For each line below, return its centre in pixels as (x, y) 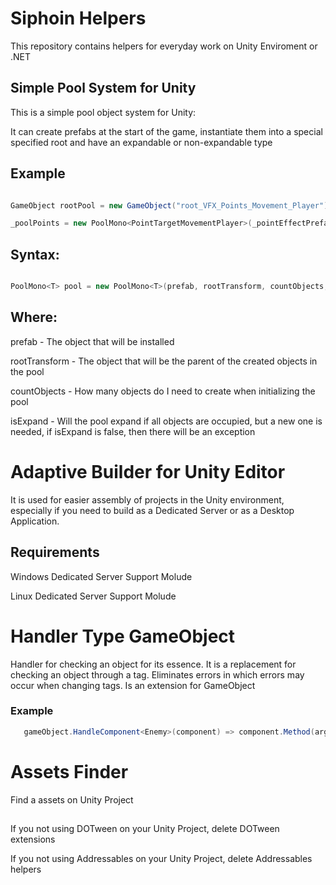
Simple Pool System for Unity (103, 88)
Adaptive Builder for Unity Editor (148, 472)
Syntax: (35, 254)
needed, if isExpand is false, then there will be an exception (133, 431)
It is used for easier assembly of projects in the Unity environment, (147, 499)
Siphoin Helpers (78, 18)
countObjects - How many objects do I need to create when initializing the (163, 391)
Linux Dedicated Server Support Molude (93, 596)
